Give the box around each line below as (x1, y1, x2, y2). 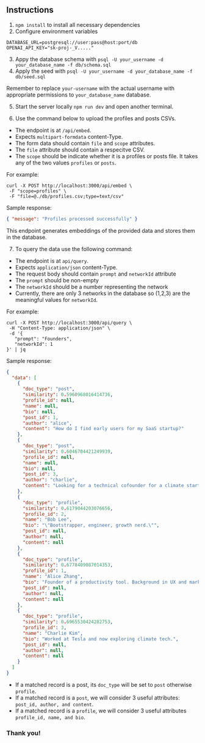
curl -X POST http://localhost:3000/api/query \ (6, 320, 132, 326)
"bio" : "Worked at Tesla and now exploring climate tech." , (22, 635, 179, 642)
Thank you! (6, 728, 41, 737)
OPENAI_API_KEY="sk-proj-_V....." (6, 45, 95, 51)
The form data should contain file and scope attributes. (15, 139, 156, 147)
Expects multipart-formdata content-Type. (15, 133, 123, 140)
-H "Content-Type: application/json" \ (9, 325, 111, 331)
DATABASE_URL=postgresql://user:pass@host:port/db (6, 39, 138, 45)
